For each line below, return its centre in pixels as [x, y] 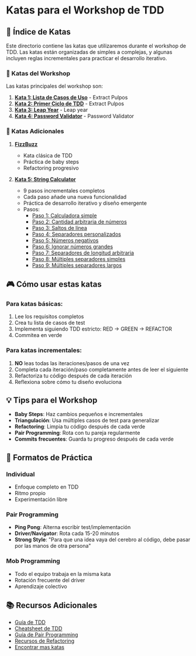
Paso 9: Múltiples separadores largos [77, 265]
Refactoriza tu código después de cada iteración [73, 376]
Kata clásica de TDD [48, 155]
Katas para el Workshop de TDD [85, 10]
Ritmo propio [30, 493]
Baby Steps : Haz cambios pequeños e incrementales [79, 414]
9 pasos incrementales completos [64, 190]
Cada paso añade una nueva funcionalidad [75, 197]
